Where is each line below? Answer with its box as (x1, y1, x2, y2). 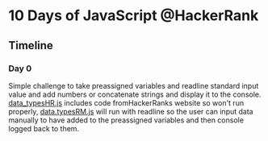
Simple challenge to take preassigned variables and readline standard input (8, 81, 259, 90)
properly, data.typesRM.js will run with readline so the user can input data (8, 106, 253, 116)
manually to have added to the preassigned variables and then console (8, 115, 245, 125)
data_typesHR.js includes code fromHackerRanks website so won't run (8, 97, 245, 107)
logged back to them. (8, 123, 79, 133)
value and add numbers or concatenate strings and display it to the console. (8, 89, 262, 99)
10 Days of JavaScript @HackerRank (8, 6, 259, 25)
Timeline (8, 39, 54, 52)
